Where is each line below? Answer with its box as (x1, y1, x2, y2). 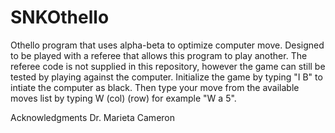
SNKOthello (10, 6, 110, 29)
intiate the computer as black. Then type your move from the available (10, 81, 300, 93)
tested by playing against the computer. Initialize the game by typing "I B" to (10, 71, 323, 83)
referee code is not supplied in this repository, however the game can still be (10, 60, 326, 72)
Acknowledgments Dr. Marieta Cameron (10, 111, 175, 123)
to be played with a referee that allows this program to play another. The (10, 49, 308, 61)
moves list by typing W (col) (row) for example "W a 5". (10, 92, 237, 104)
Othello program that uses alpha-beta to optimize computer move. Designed (10, 39, 325, 51)
